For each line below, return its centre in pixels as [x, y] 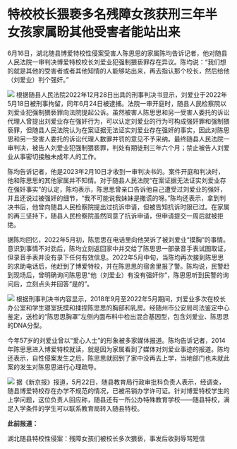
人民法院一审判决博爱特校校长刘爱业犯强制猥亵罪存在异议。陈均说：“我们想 [117, 62]
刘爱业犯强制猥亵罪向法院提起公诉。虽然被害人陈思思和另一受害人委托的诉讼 [119, 112]
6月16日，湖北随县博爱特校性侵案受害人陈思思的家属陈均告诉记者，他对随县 [117, 53]
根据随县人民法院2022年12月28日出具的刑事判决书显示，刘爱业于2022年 [122, 94]
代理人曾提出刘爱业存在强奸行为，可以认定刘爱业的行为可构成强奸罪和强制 [115, 121]
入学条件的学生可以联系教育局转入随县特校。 [78, 408]
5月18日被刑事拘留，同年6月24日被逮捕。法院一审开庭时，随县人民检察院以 [117, 103]
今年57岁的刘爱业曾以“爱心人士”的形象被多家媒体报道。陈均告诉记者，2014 [116, 340]
